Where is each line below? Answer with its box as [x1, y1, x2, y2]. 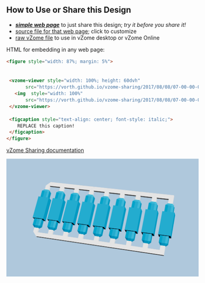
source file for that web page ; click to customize [15, 27, 137, 35]
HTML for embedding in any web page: [6, 46, 105, 53]
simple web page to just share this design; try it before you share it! [15, 21, 186, 28]
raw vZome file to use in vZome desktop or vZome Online [15, 34, 160, 41]
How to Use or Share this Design [6, 5, 131, 15]
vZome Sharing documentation [6, 146, 84, 154]
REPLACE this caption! [17, 123, 75, 129]
